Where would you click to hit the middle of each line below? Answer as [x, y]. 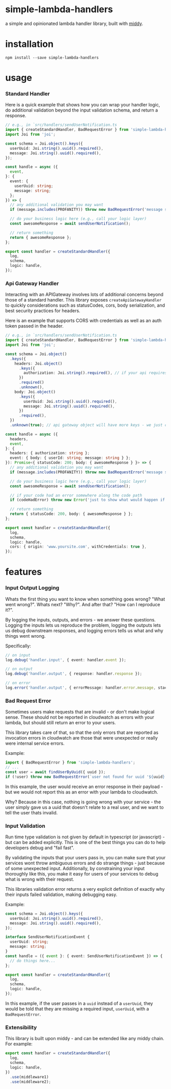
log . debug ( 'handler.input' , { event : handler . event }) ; [66, 660]
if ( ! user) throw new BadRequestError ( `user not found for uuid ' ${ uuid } [85, 777]
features [24, 572]
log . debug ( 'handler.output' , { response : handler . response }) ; [74, 674]
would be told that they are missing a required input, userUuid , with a [77, 1009]
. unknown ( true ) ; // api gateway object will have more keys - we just [86, 425]
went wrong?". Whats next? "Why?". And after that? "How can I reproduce [83, 604]
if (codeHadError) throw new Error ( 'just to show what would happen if [88, 500]
